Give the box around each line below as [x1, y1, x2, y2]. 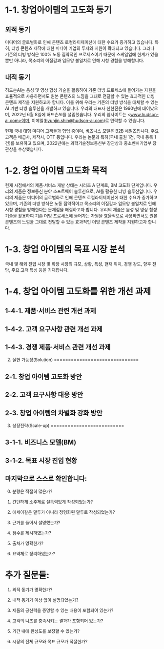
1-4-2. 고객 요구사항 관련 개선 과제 [5, 325, 102, 333]
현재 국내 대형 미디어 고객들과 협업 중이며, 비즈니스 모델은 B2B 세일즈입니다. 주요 [5, 128, 159, 134]
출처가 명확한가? [12, 540, 44, 546]
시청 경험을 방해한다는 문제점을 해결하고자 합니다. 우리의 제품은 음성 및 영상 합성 [5, 206, 158, 212]
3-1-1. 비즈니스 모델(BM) [5, 438, 77, 446]
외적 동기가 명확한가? [12, 587, 53, 592]
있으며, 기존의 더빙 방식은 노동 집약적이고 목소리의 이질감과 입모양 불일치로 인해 [5, 201, 156, 206]
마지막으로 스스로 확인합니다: [5, 474, 87, 483]
